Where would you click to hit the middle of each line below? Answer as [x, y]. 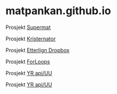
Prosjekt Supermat [28, 27]
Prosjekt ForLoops [28, 61]
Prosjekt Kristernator [31, 38]
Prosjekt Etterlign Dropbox [38, 50]
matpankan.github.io [58, 11]
